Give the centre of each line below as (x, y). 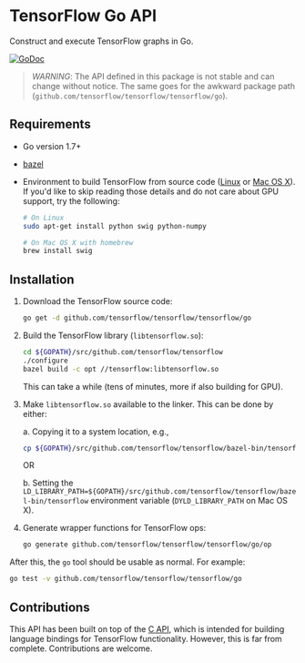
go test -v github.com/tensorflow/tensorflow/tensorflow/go (126, 579)
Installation (42, 279)
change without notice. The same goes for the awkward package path (163, 86)
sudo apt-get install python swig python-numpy (114, 226)
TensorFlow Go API (83, 16)
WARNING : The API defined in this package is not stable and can (153, 76)
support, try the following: (71, 200)
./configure (45, 361)
